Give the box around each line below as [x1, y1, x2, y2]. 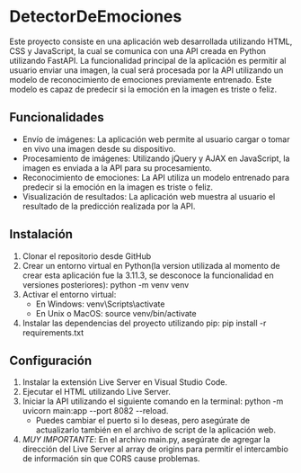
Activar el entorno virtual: [22, 289, 117, 299]
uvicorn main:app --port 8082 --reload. [22, 406, 169, 416]
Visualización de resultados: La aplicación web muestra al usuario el [22, 191, 276, 201]
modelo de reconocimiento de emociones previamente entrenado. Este [9, 74, 272, 85]
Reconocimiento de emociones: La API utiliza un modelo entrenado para [22, 172, 290, 183]
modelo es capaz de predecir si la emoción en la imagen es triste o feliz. [9, 84, 277, 94]
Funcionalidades [9, 110, 105, 125]
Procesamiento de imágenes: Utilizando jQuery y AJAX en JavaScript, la [22, 153, 290, 164]
